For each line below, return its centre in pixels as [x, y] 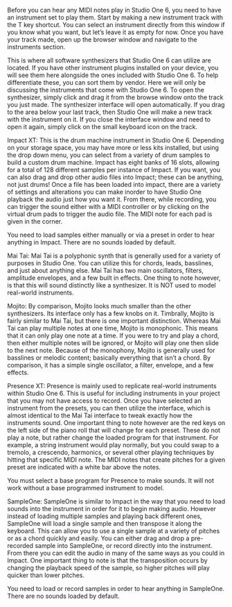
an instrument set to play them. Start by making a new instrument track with [115, 17]
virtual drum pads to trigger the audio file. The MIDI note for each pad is [110, 214]
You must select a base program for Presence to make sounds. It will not [111, 481]
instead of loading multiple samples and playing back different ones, [105, 516]
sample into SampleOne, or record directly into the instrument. [123, 546]
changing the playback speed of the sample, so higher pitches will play [108, 568]
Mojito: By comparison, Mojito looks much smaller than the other [99, 306]
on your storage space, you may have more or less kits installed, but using [113, 148]
